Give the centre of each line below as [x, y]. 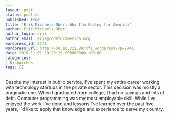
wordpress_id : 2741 [26, 44]
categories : [18, 58]
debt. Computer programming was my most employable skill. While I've [81, 99]
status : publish [23, 15]
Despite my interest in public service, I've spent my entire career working [82, 82]
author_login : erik [26, 34]
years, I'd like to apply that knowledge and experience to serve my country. [85, 109]
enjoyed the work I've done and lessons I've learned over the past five [79, 104]
